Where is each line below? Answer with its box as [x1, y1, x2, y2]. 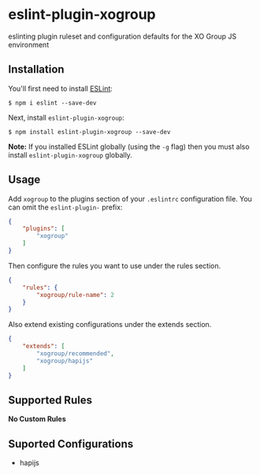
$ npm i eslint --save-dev [8, 98, 97, 107]
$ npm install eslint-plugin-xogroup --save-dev [8, 128, 171, 135]
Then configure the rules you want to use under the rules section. [8, 261, 221, 270]
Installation [8, 63, 65, 76]
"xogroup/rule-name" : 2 [36, 291, 114, 299]
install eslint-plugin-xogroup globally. [8, 150, 132, 159]
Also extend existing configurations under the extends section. [8, 320, 212, 329]
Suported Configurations [8, 437, 134, 451]
